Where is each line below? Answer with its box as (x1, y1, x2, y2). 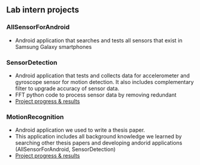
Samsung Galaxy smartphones (15, 43, 92, 50)
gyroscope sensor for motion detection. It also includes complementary (15, 78, 194, 85)
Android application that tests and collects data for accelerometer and (15, 72, 190, 79)
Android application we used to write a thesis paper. (15, 126, 145, 134)
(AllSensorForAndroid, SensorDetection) (15, 146, 116, 153)
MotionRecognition (6, 112, 64, 121)
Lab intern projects (6, 5, 79, 15)
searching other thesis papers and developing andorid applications (15, 139, 183, 147)
